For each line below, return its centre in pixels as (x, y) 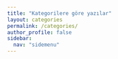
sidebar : (20, 39)
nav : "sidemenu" (36, 45)
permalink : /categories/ (43, 26)
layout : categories (35, 20)
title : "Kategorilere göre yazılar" (59, 13)
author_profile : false (39, 32)
